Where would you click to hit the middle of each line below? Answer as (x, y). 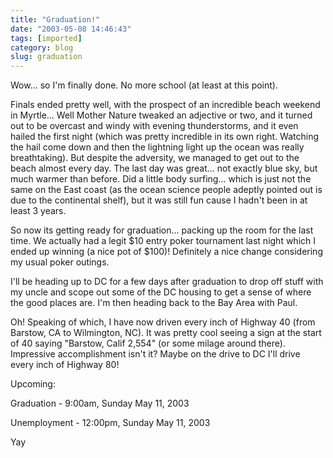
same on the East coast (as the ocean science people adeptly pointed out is (166, 190)
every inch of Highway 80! (65, 365)
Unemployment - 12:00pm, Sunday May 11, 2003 (110, 423)
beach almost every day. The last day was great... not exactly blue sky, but (164, 168)
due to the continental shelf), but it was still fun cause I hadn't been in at (159, 200)
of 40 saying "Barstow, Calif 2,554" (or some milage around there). (148, 343)
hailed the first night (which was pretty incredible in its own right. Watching (165, 137)
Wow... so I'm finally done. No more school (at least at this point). (144, 85)
